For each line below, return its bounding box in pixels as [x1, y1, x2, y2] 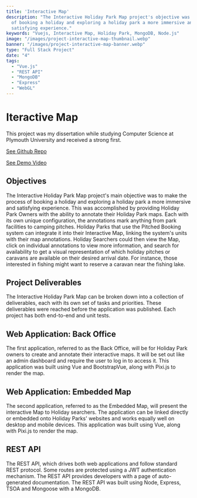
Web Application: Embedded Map [6, 387, 131, 397]
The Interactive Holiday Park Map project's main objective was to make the [6, 192, 187, 199]
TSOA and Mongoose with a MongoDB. [6, 485, 101, 492]
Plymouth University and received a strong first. [6, 136, 122, 143]
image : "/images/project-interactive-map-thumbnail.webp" [6, 36, 151, 42]
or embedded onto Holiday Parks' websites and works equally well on [6, 415, 175, 422]
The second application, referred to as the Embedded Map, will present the [6, 403, 188, 410]
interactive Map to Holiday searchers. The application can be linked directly [6, 409, 189, 416]
